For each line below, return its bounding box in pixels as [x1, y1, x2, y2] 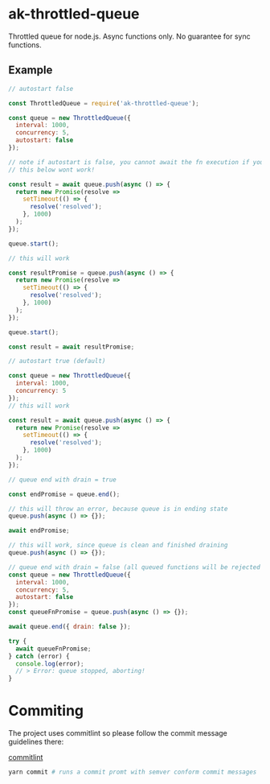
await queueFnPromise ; [15, 645, 92, 653]
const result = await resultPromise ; [8, 343, 135, 351]
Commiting [8, 702, 84, 720]
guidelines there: [8, 737, 64, 747]
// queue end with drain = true [8, 476, 117, 484]
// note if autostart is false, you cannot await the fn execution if [8, 158, 250, 166]
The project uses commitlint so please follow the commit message [8, 728, 227, 738]
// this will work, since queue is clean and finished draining [8, 541, 228, 550]
